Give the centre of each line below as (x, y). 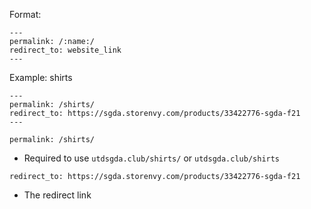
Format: (25, 14)
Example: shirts (41, 77)
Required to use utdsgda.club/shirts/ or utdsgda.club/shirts (152, 158)
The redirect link (57, 195)
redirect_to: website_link (65, 50)
